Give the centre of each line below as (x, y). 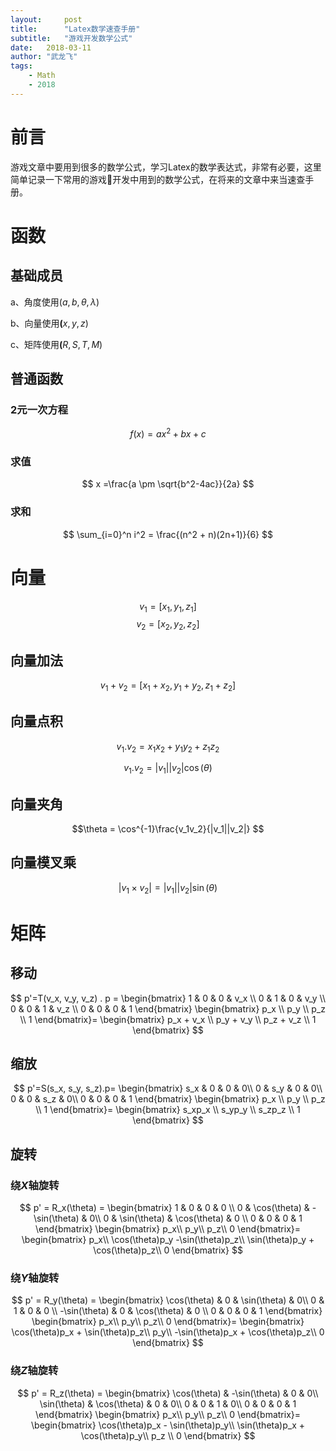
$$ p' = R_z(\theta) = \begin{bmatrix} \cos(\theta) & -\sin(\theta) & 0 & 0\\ (168, 1393)
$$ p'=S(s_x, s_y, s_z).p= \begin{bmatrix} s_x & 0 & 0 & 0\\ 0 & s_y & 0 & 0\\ (168, 1088)
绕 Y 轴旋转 (35, 1278)
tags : (21, 66)
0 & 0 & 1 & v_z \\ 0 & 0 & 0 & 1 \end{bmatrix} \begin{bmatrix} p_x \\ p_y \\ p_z (168, 1008)
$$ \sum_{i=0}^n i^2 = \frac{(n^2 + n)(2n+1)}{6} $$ (168, 534)
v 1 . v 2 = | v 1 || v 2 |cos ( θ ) (168, 769)
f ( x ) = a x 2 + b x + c (168, 433)
